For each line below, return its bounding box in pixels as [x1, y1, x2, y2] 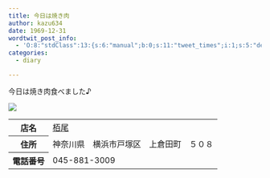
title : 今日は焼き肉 [8, 11, 70, 20]
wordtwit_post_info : [8, 34, 78, 42]
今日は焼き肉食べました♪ [8, 86, 92, 96]
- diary [15, 57, 42, 65]
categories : [8, 49, 48, 57]
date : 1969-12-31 [8, 26, 67, 34]
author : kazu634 [8, 19, 63, 27]
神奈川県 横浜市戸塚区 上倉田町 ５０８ [52, 138, 215, 149]
